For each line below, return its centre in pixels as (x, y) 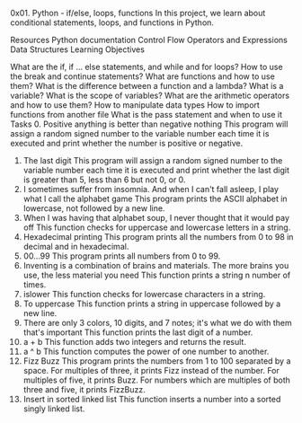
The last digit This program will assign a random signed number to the (153, 160)
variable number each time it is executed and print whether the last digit (156, 170)
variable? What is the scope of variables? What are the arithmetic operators (150, 95)
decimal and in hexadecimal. (76, 247)
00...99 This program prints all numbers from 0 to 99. (122, 256)
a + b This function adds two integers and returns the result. (134, 342)
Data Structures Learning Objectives (77, 49)
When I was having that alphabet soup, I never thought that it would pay (156, 218)
